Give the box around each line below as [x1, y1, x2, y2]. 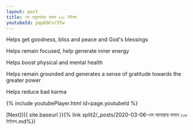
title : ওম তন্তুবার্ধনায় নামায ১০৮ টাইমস [6, 14, 77, 20]
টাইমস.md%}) [6, 118, 36, 125]
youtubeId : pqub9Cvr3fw [6, 20, 65, 26]
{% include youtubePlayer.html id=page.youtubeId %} [6, 100, 138, 107]
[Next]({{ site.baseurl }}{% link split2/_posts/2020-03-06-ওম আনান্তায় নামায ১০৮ [6, 111, 188, 119]
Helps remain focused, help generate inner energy [6, 47, 129, 55]
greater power [6, 77, 41, 84]
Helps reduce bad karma [6, 88, 67, 96]
